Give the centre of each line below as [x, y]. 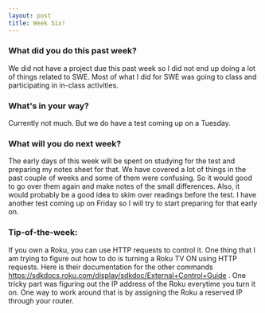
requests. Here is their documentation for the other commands [111, 267]
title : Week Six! [37, 23]
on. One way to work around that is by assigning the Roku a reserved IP [125, 292]
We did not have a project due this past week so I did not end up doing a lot [132, 68]
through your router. [41, 300]
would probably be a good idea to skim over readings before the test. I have [132, 195]
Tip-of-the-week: [43, 233]
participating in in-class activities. [64, 85]
